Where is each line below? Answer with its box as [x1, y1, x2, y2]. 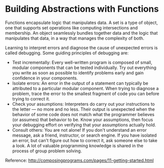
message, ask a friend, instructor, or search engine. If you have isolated [12, 132, 157, 138]
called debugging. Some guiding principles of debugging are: [5, 50, 129, 56]
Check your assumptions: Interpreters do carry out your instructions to [12, 101, 155, 107]
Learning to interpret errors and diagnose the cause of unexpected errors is [5, 45, 158, 50]
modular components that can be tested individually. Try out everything [12, 65, 157, 71]
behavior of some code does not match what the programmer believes [12, 111, 155, 117]
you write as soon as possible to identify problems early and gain [12, 70, 144, 75]
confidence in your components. [12, 75, 78, 81]
